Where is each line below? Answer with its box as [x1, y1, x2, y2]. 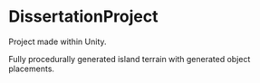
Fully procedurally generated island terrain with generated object [8, 53, 251, 64]
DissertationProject [8, 6, 159, 27]
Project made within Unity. [8, 36, 107, 47]
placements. [8, 63, 55, 74]
